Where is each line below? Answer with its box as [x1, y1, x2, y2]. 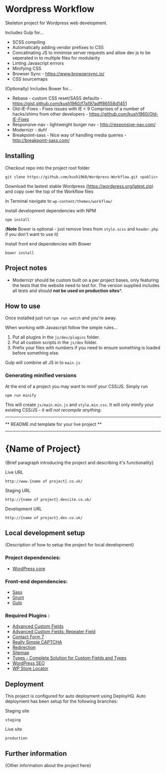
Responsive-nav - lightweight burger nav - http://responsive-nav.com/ [12, 121, 156, 127]
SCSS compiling [12, 39, 45, 45]
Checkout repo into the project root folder [5, 165, 90, 171]
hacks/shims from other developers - [12, 111, 88, 117]
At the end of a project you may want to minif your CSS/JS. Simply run [5, 383, 148, 389]
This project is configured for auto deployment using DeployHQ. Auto [5, 693, 146, 699]
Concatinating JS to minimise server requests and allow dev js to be [12, 50, 151, 56]
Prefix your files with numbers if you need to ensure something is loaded [12, 345, 161, 351]
